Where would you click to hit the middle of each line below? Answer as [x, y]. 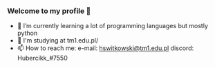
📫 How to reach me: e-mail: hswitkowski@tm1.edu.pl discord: [105, 48]
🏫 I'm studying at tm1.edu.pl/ [58, 41]
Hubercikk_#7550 [42, 58]
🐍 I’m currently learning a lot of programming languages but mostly [113, 26]
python [27, 33]
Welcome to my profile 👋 [49, 11]
